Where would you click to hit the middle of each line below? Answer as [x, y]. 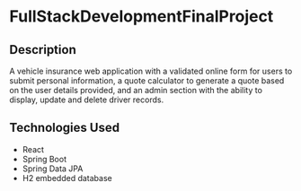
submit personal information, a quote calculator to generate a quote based [147, 81]
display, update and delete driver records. [87, 100]
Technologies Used [64, 128]
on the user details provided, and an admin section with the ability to [136, 90]
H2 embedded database [67, 178]
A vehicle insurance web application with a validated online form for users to [151, 71]
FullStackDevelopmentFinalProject [142, 17]
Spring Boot [44, 159]
